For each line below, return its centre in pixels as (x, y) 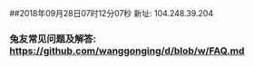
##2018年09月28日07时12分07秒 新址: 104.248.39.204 (112, 13)
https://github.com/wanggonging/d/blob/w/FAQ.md (127, 51)
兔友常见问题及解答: (53, 39)
